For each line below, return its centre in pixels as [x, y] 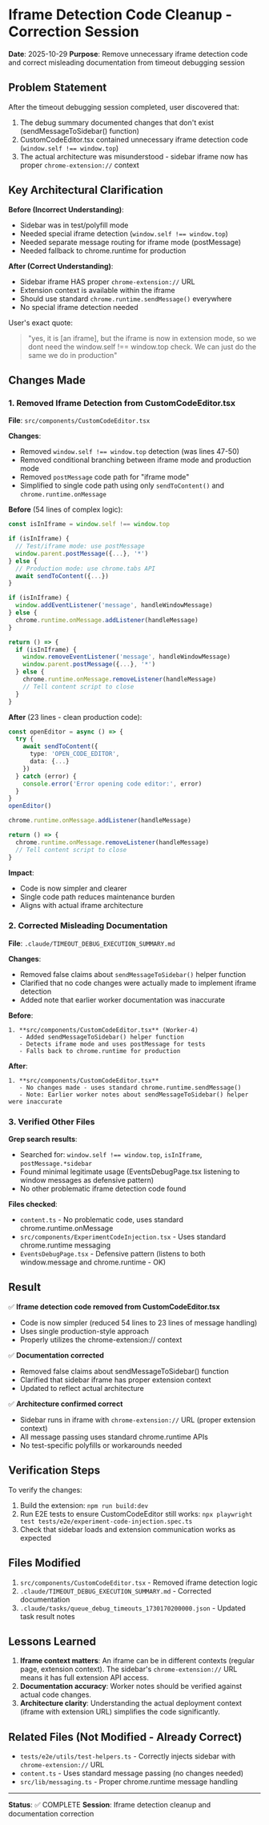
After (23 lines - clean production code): [75, 717]
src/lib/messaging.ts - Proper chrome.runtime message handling [129, 1782]
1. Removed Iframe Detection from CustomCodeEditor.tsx [122, 403]
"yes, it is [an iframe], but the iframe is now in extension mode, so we [142, 338]
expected [36, 1538]
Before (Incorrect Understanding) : [66, 209]
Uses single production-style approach [84, 1331]
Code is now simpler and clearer [73, 888]
